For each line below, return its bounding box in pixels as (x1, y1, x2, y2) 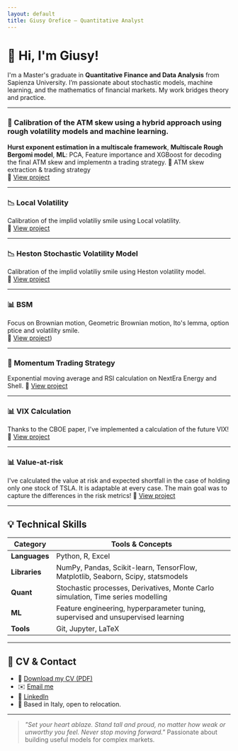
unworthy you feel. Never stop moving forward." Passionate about (24, 728, 217, 737)
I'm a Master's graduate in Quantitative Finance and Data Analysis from (7, 71, 220, 79)
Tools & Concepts (110, 539, 172, 549)
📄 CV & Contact (7, 655, 76, 667)
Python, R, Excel (56, 551, 110, 561)
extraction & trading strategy (7, 165, 91, 174)
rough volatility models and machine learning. (7, 127, 169, 137)
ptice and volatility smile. (7, 326, 80, 334)
